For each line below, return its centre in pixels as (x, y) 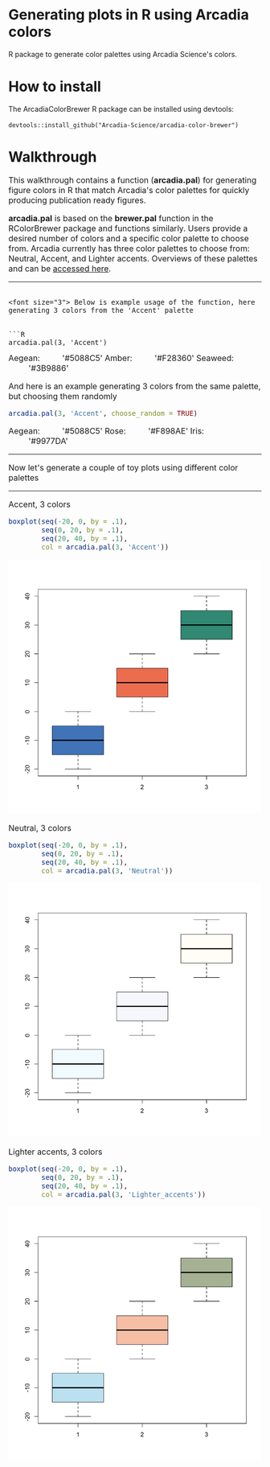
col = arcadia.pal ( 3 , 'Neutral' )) (107, 871)
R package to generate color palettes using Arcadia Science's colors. (123, 54)
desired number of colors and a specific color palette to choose (129, 238)
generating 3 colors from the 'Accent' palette (101, 310)
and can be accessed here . (60, 269)
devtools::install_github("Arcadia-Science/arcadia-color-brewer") (124, 125)
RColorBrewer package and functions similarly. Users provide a (128, 228)
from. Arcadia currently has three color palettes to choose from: (129, 249)
